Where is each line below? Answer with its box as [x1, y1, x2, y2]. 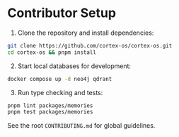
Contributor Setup [7, 5, 117, 21]
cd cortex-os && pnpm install [7, 48, 97, 56]
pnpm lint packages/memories [7, 102, 93, 109]
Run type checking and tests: [17, 88, 103, 97]
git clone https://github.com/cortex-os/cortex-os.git [7, 42, 173, 49]
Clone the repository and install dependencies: [17, 28, 154, 37]
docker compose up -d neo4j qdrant [7, 75, 112, 82]
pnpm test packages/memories [7, 109, 93, 116]
